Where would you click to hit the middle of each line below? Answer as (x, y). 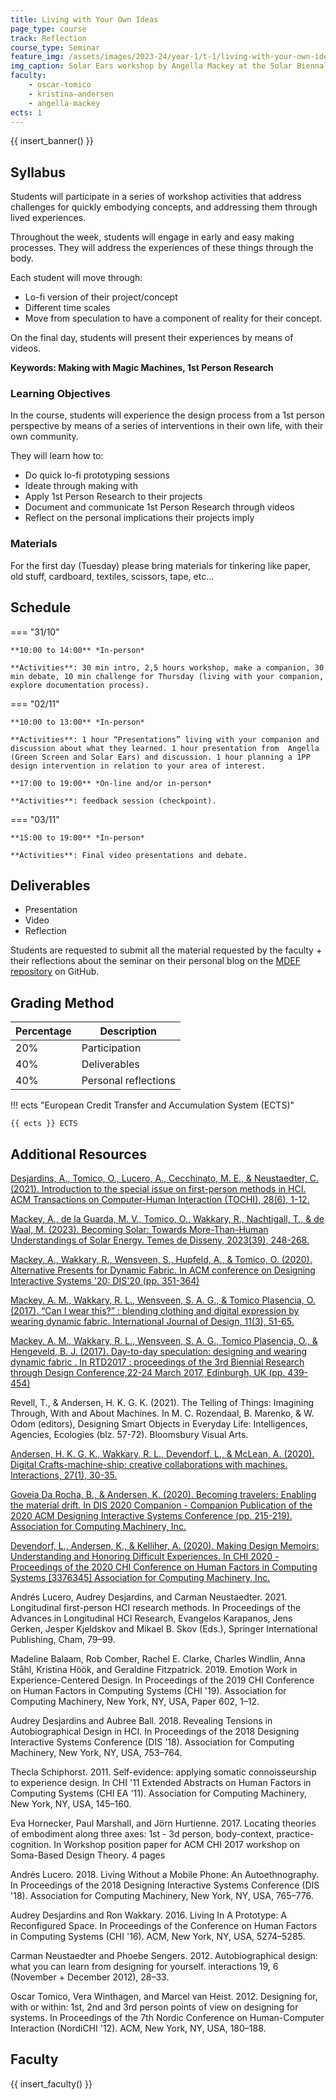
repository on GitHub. (55, 972)
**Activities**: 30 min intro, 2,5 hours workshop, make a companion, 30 (167, 667)
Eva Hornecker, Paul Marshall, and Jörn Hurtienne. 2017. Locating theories (163, 1823)
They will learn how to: (57, 456)
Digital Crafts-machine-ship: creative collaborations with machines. (149, 1465)
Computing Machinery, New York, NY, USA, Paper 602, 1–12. (135, 1702)
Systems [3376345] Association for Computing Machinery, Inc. (140, 1578)
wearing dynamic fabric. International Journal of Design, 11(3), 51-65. (152, 1322)
